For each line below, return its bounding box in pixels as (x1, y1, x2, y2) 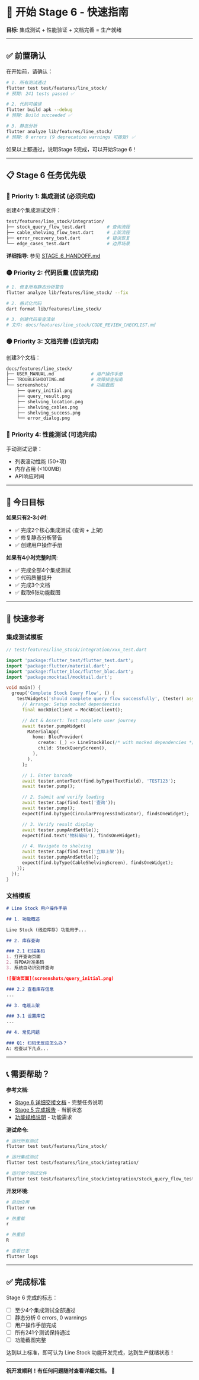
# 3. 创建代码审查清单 (6, 316, 55, 322)
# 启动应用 (6, 1199, 30, 1205)
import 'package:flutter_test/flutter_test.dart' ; (6, 657, 134, 663)
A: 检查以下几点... (6, 1046, 49, 1052)
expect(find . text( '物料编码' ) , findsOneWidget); (21, 833, 141, 838)
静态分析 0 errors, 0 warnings (14, 1313, 87, 1321)
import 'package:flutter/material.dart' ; (6, 663, 110, 669)
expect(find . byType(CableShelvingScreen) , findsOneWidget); (21, 860, 174, 866)
